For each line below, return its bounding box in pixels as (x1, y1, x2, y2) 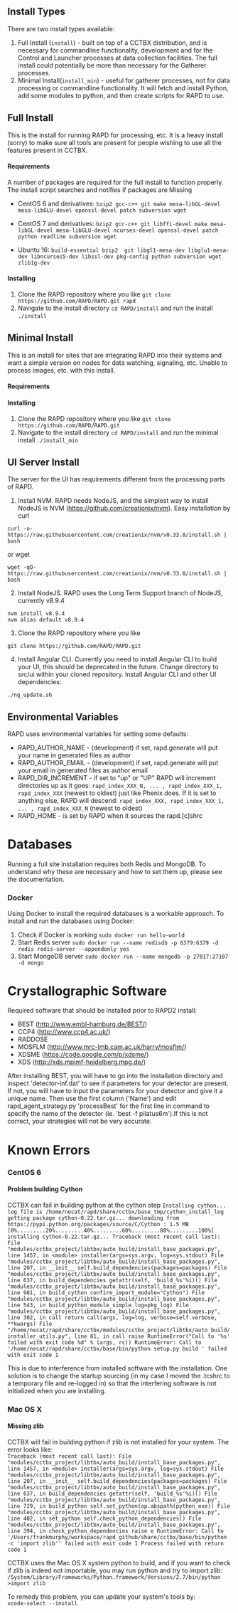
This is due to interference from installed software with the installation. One (7, 1363, 227, 1372)
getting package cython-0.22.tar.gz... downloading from (7, 1214, 180, 1222)
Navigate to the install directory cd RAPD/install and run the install (17, 304, 213, 312)
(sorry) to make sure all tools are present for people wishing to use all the (7, 138, 222, 147)
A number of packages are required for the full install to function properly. (7, 178, 224, 186)
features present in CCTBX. (7, 146, 88, 154)
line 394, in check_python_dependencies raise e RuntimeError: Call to (7, 1527, 224, 1535)
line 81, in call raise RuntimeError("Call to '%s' (74, 1333, 231, 1340)
